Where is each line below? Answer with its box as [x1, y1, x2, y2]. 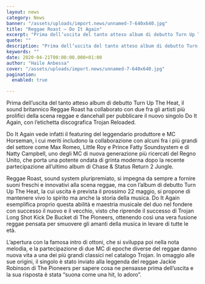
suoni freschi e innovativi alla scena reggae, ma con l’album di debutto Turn [6, 181, 196, 189]
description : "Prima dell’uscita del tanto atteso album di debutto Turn [6, 43, 198, 49]
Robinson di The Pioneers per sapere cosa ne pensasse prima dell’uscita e [6, 264, 194, 272]
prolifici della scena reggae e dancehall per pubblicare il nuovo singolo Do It [6, 112, 197, 120]
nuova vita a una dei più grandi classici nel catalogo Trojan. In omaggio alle [6, 252, 195, 259]
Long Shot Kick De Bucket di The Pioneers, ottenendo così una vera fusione [6, 214, 197, 221]
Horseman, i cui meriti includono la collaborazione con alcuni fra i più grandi [6, 137, 198, 144]
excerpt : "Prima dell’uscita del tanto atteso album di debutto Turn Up [6, 32, 195, 38]
